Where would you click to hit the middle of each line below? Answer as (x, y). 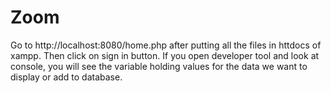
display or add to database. (66, 77)
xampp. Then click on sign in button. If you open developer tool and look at (165, 55)
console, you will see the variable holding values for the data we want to (159, 66)
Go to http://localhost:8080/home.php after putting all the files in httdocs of (166, 45)
